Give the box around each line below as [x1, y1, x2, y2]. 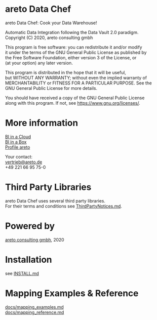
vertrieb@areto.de [5, 159, 42, 165]
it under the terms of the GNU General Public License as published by [5, 49, 147, 55]
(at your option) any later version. [5, 60, 73, 66]
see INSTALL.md [5, 270, 39, 276]
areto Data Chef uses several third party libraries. [5, 198, 106, 203]
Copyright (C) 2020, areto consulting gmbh [5, 35, 93, 40]
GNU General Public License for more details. [5, 85, 98, 91]
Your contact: [5, 154, 33, 160]
